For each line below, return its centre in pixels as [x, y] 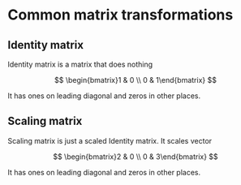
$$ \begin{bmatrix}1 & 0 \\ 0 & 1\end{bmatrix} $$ [136, 80]
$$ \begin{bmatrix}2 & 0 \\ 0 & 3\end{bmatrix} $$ [136, 157]
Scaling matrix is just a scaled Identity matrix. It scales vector [110, 140]
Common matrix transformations [120, 15]
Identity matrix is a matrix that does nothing [80, 64]
